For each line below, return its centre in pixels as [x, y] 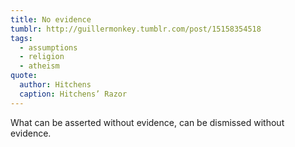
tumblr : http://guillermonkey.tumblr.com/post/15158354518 [136, 29]
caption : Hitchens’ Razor [73, 94]
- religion [42, 57]
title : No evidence [51, 19]
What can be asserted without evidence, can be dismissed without [147, 122]
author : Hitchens [55, 85]
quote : [24, 76]
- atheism [39, 66]
